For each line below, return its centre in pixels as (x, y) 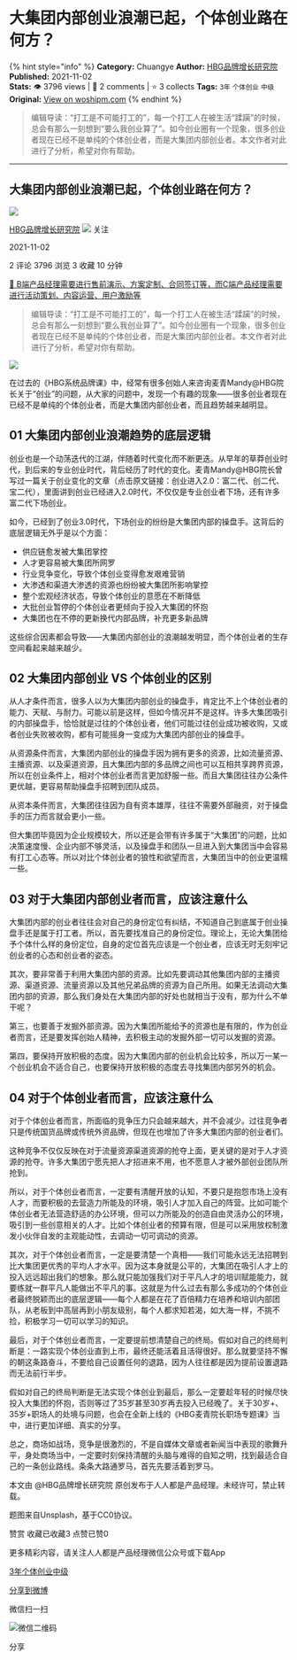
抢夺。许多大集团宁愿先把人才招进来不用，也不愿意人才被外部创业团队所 (156, 1162)
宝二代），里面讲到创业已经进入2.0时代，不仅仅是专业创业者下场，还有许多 (145, 492)
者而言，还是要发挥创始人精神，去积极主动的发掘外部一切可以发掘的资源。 (145, 1037)
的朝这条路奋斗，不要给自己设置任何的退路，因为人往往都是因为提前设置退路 (148, 1362)
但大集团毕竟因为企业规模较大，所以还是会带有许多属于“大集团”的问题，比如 (148, 835)
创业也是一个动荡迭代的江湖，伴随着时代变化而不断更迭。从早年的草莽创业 (145, 458)
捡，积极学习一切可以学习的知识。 (71, 1321)
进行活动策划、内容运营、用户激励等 (75, 295)
